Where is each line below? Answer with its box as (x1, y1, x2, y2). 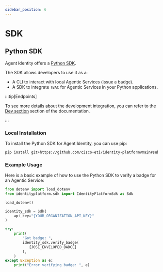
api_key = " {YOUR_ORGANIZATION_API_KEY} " (14, 213, 95, 218)
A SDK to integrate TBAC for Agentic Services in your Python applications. (12, 84, 158, 90)
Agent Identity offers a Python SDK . (5, 60, 76, 66)
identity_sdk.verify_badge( (22, 240, 79, 245)
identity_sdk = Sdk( (5, 209, 47, 214)
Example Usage (5, 161, 43, 168)
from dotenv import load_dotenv (5, 187, 70, 192)
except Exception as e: (5, 258, 53, 263)
